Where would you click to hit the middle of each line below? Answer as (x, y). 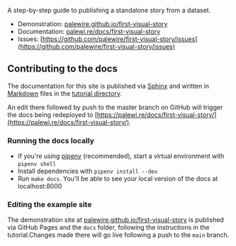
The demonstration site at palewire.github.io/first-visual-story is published (116, 220)
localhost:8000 (40, 186)
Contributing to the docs (63, 69)
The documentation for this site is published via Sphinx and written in (108, 86)
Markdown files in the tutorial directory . (65, 93)
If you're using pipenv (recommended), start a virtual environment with (121, 156)
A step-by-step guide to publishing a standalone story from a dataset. (109, 10)
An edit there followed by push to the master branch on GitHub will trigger (115, 107)
